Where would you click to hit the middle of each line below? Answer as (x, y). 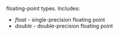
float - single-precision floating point (60, 20)
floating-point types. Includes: (43, 8)
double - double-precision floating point (64, 26)
